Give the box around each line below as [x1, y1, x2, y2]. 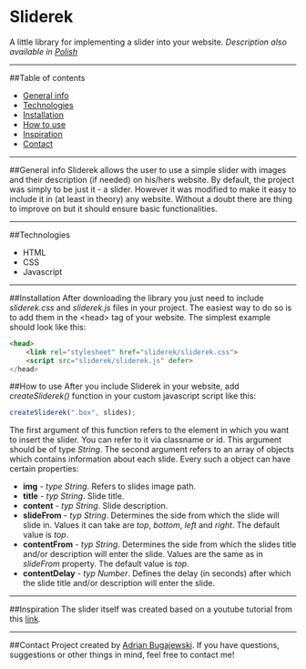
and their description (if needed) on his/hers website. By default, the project [9, 174, 294, 185]
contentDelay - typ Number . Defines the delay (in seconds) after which [22, 568, 291, 579]
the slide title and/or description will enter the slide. [22, 578, 216, 589]
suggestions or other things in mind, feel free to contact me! [9, 649, 235, 661]
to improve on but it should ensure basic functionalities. [9, 203, 219, 214]
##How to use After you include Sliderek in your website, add [9, 380, 240, 392]
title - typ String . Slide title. [22, 491, 125, 502]
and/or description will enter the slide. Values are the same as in [22, 549, 264, 560]
